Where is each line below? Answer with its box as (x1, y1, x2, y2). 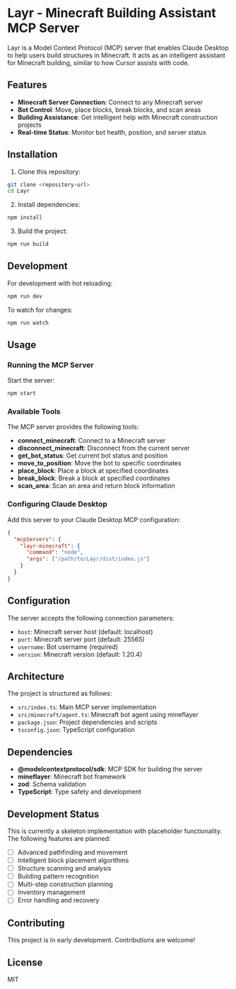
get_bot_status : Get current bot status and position (17, 451, 168, 460)
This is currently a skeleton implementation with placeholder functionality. (7, 827, 223, 835)
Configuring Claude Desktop (7, 499, 108, 509)
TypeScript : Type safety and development (17, 788, 141, 796)
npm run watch (7, 319, 49, 327)
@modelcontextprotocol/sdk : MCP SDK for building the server (17, 765, 203, 774)
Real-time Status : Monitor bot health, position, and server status (17, 128, 206, 136)
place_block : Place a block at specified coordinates (17, 466, 169, 475)
